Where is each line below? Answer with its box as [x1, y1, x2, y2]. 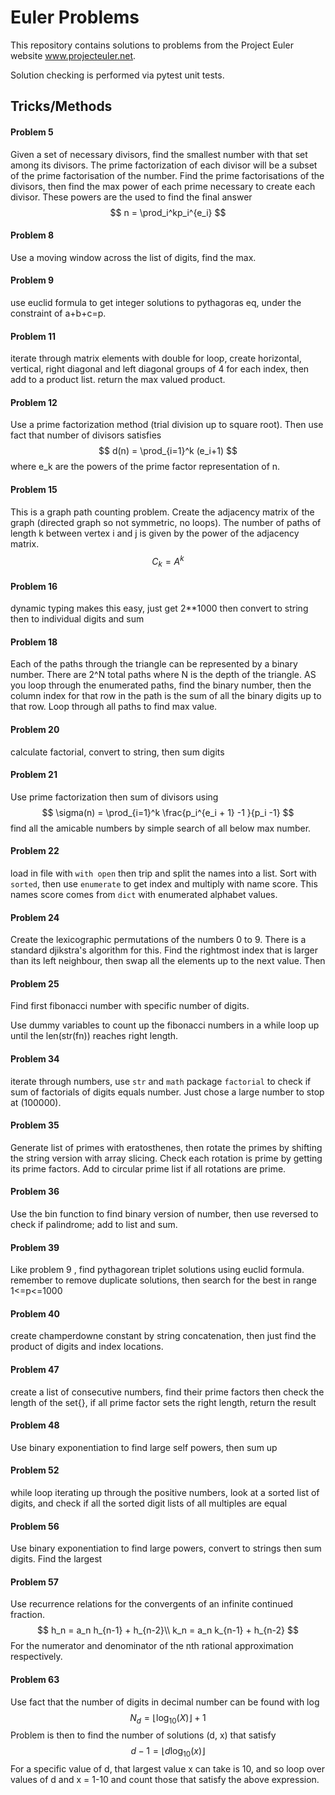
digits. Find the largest [10, 1553, 103, 1565]
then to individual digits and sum [10, 613, 145, 625]
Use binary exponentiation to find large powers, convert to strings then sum [10, 1542, 322, 1555]
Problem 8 [10, 229, 55, 241]
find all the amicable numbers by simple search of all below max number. [10, 822, 312, 834]
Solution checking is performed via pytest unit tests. [10, 69, 225, 81]
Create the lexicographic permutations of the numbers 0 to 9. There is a [10, 934, 307, 946]
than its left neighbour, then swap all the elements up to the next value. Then [10, 955, 326, 967]
